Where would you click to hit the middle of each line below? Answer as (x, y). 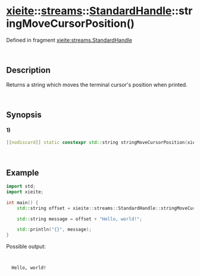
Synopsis (24, 115)
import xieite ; (25, 192)
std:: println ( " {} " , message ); (54, 230)
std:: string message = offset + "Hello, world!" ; (80, 219)
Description (28, 70)
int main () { (22, 203)
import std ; (21, 186)
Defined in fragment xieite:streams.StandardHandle (69, 40)
